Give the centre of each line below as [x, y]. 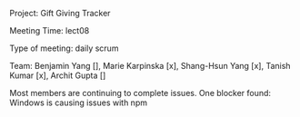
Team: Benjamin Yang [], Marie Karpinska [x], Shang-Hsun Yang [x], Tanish [150, 66]
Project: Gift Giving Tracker [60, 13]
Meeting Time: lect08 [50, 30]
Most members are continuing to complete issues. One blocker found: [140, 93]
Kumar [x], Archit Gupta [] [58, 75]
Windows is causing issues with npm [79, 102]
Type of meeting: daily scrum [64, 48]
